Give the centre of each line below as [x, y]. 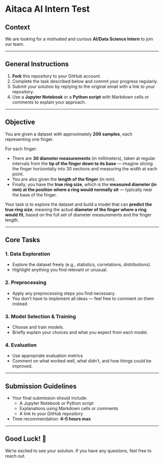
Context [18, 27]
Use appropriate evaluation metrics [47, 356]
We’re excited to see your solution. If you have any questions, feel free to [78, 451]
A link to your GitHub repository [51, 414]
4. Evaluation [21, 345]
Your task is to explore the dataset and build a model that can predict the [79, 204]
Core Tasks [23, 240]
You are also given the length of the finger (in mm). [64, 179]
